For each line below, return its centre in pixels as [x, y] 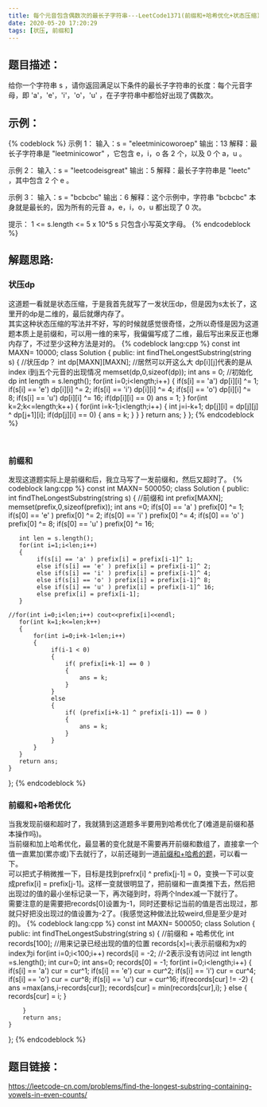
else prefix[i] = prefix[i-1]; [89, 594]
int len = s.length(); [56, 538]
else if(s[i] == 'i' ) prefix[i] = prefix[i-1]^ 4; [124, 573]
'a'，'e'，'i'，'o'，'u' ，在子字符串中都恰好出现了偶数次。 [124, 96]
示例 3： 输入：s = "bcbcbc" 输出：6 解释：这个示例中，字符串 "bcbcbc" [128, 197]
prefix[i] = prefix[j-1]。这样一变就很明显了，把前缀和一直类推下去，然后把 [135, 884]
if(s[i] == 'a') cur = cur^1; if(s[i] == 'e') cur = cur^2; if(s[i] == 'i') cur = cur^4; [132, 971]
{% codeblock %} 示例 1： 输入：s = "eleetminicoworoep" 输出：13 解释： [130, 143]
